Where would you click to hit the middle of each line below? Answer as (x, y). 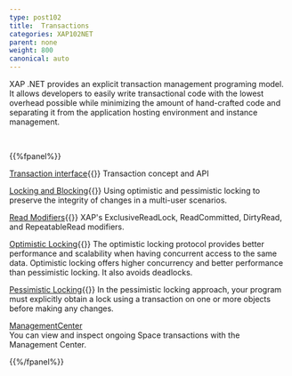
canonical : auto (39, 59)
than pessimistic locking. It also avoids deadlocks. (101, 272)
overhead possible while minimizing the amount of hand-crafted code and (145, 103)
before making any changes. (61, 308)
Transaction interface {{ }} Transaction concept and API (109, 173)
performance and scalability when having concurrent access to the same (143, 253)
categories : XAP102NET (51, 34)
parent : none (33, 42)
